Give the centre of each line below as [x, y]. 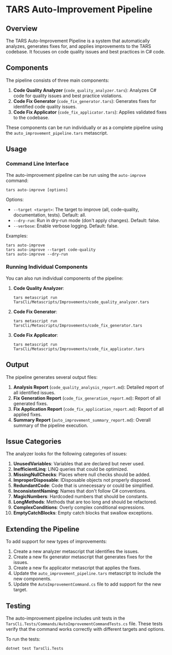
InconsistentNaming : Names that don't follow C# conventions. [80, 491]
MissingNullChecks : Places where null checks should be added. [82, 475]
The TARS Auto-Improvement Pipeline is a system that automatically [78, 41]
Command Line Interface [37, 164]
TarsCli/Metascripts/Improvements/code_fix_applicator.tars [79, 349]
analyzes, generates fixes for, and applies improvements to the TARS [79, 46]
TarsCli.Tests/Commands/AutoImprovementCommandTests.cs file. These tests [84, 624]
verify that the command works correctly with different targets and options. [85, 629]
